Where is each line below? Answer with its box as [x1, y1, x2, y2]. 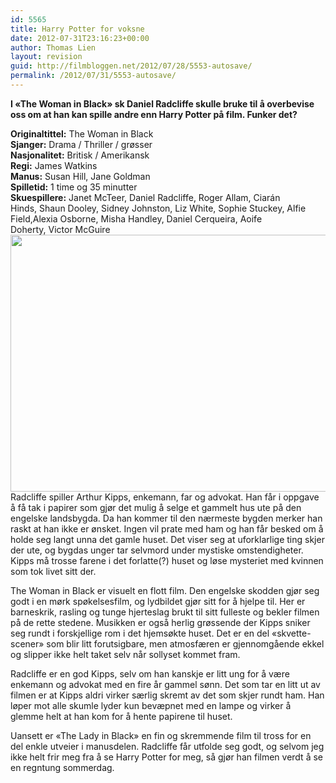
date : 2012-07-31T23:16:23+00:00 [10, 33, 150, 43]
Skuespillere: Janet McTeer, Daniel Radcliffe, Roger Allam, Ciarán [10, 191, 281, 203]
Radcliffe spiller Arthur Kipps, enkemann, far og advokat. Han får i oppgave [10, 491, 320, 503]
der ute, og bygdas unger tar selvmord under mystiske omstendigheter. [10, 544, 304, 556]
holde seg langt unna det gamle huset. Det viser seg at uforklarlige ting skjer [10, 533, 325, 545]
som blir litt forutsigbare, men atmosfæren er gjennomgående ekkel [46, 637, 325, 650]
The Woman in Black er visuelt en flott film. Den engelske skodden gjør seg [10, 584, 320, 596]
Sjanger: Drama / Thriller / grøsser [10, 138, 153, 150]
